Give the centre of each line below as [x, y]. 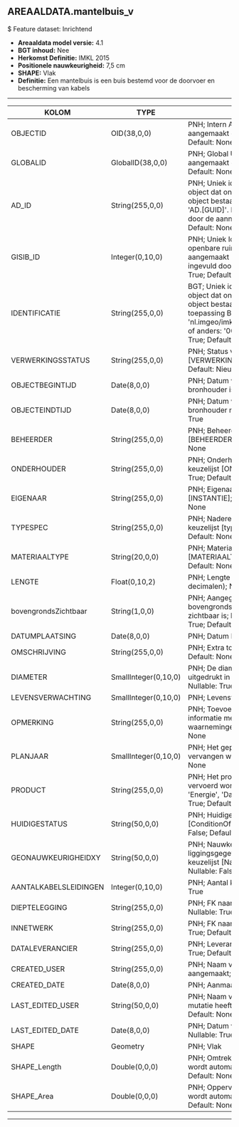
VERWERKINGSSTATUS [51, 360]
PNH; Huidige [211, 814]
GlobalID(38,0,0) [139, 162]
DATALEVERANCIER [44, 948]
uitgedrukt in [209, 677]
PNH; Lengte [209, 577]
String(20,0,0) [135, 557]
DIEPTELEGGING [39, 907]
